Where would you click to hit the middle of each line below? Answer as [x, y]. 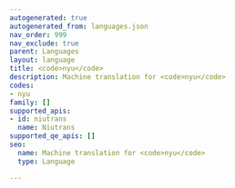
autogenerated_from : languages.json [79, 26]
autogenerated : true [49, 18]
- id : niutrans [38, 119]
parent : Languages [44, 52]
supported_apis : [40, 111]
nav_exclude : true [44, 43]
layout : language [42, 60]
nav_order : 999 [38, 35]
